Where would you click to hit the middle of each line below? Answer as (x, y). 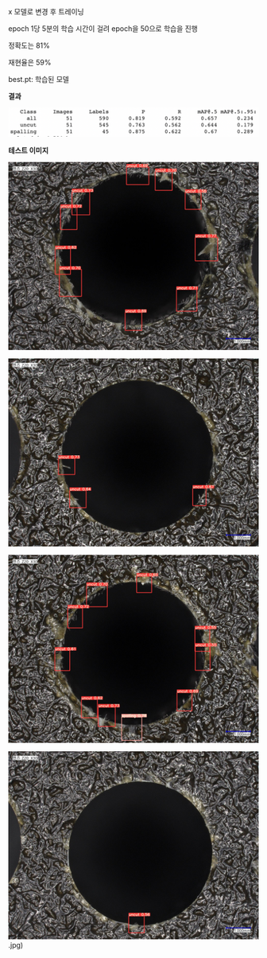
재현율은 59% (30, 62)
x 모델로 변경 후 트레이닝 (46, 12)
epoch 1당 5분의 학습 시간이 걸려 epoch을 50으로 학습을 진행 (103, 29)
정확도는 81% (29, 45)
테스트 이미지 (29, 150)
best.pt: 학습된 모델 (39, 79)
